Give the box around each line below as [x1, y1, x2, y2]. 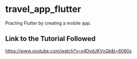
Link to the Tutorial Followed [5, 34, 96, 43]
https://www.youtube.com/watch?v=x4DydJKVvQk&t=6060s [5, 47, 132, 53]
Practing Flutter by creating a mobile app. [5, 20, 92, 26]
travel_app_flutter [5, 3, 82, 15]
